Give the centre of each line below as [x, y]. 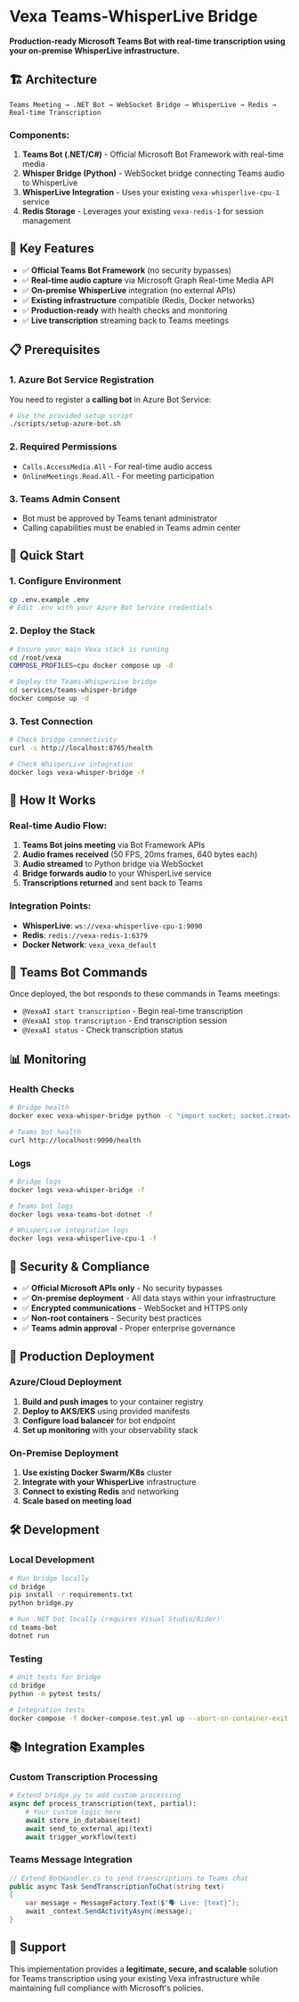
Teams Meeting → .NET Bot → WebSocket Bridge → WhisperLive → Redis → [143, 104]
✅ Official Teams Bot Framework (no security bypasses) [127, 270]
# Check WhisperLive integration [71, 764]
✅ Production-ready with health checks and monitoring [125, 310]
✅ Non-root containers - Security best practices [112, 1318]
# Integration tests [48, 1710]
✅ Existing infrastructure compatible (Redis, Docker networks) [138, 300]
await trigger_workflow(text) [81, 1837]
